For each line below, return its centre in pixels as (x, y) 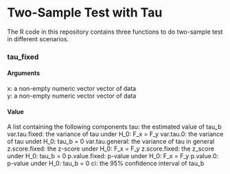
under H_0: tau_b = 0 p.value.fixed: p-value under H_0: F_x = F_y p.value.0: (113, 156)
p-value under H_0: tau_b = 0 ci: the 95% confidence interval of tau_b (106, 164)
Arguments (24, 73)
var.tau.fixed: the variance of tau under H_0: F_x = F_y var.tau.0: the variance (115, 134)
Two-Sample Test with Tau (85, 13)
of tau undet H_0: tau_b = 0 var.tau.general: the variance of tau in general (111, 142)
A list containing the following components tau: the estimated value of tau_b (114, 127)
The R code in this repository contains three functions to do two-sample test (115, 32)
